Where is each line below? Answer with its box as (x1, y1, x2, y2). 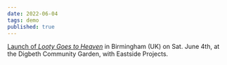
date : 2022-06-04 (7, 10, 58, 17)
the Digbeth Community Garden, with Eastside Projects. (7, 50, 169, 58)
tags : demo (7, 17, 39, 24)
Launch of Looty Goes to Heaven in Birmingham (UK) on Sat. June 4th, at (7, 43, 220, 51)
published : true (7, 23, 55, 30)
